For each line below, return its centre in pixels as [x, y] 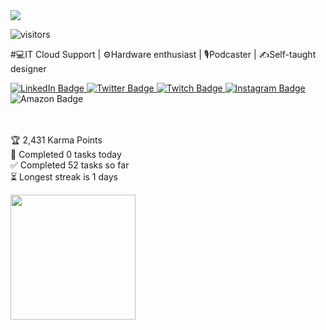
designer [28, 68]
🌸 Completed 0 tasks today [66, 154]
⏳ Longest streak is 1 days [64, 177]
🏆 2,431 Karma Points [56, 140]
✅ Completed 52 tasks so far [70, 165]
